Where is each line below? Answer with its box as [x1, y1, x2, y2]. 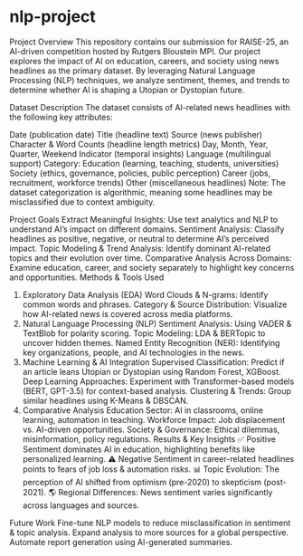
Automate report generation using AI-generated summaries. [9, 536, 233, 547]
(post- [263, 476, 287, 487]
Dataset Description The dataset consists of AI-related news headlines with [9, 101, 291, 112]
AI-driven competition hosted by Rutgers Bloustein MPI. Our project [9, 45, 260, 56]
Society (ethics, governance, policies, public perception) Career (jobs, [9, 168, 271, 178]
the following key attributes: [9, 111, 113, 122]
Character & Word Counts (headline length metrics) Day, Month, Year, [9, 139, 269, 149]
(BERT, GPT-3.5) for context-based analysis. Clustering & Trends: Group [22, 385, 292, 396]
